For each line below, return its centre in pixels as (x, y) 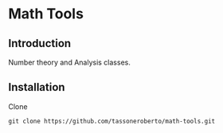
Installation (37, 87)
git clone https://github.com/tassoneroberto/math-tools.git (112, 121)
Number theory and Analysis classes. (70, 62)
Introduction (40, 43)
